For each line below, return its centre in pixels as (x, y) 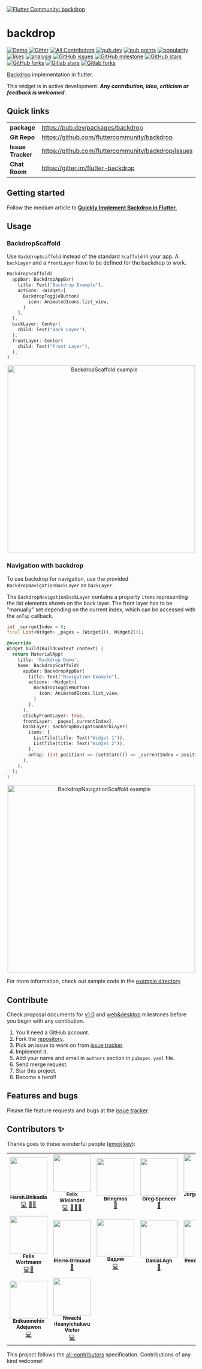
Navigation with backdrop (45, 566)
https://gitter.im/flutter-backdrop (88, 168)
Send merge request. (42, 1064)
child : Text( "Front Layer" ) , (54, 346)
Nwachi (72, 1318)
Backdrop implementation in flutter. (50, 74)
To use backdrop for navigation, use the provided (68, 578)
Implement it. (32, 1051)
